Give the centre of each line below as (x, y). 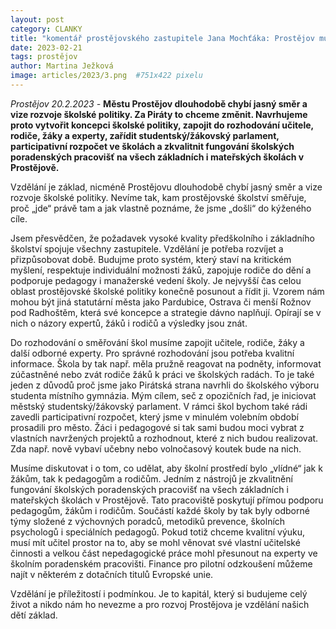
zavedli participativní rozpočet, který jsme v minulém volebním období (154, 417)
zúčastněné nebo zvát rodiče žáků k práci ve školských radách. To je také (162, 374)
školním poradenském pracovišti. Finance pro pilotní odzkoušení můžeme (161, 563)
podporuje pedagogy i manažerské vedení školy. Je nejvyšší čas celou (156, 280)
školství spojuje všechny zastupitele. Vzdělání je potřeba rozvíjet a (147, 248)
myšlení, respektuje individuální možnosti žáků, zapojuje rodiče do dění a (161, 270)
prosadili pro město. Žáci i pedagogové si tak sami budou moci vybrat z (157, 427)
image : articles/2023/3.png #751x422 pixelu (106, 76)
